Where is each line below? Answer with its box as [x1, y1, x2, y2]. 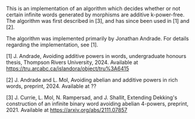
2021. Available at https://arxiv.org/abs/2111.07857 [6, 107, 128, 113]
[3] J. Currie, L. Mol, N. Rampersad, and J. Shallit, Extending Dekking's [6, 94, 178, 101]
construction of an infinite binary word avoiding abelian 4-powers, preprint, [6, 100, 189, 107]
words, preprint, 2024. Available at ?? [6, 83, 97, 90]
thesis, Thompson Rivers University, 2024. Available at [6, 59, 138, 66]
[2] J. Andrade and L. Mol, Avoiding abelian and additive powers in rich [6, 76, 178, 83]
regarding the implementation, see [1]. [6, 41, 98, 48]
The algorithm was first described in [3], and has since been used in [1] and [6, 18, 190, 24]
